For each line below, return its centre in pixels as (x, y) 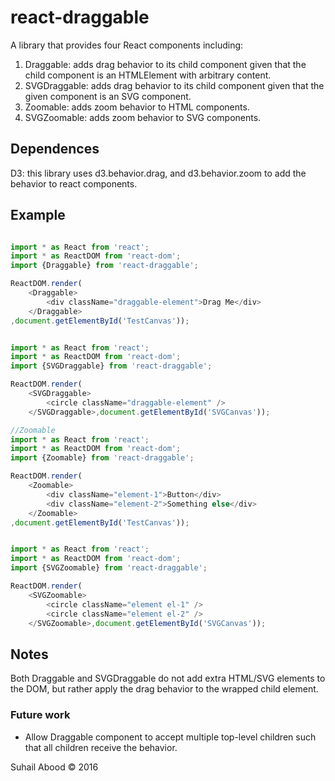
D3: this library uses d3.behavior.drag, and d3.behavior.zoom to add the (158, 173)
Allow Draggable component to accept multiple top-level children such (170, 737)
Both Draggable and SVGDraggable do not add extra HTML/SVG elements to (168, 678)
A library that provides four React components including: (127, 45)
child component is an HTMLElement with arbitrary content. (148, 75)
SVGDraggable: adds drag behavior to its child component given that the (174, 85)
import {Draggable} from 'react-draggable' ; (104, 266)
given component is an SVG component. (108, 96)
